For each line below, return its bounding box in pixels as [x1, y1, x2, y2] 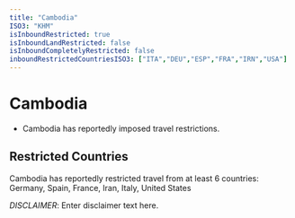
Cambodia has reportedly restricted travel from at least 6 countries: [9, 172, 259, 184]
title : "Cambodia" [9, 13, 78, 22]
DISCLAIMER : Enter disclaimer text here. [9, 199, 159, 211]
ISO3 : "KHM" [9, 22, 54, 31]
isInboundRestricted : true [9, 30, 111, 39]
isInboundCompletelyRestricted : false [9, 47, 155, 56]
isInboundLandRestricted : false [9, 38, 130, 48]
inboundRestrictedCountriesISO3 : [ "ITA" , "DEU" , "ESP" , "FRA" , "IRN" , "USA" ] [9, 55, 288, 64]
